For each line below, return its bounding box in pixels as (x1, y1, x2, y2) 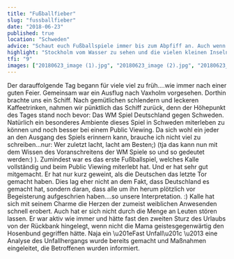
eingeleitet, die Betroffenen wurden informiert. (7, 244, 141, 252)
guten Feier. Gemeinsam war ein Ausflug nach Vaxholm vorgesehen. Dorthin (7, 88, 226, 97)
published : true (7, 29, 54, 37)
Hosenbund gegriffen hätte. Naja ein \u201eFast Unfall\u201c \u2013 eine (7, 229, 218, 237)
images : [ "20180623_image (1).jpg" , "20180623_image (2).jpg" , (7, 62, 195, 69)
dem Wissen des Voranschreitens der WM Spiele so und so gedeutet (7, 148, 205, 156)
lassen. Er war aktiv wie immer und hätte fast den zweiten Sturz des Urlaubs (7, 214, 226, 223)
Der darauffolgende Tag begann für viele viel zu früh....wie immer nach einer (7, 81, 227, 89)
